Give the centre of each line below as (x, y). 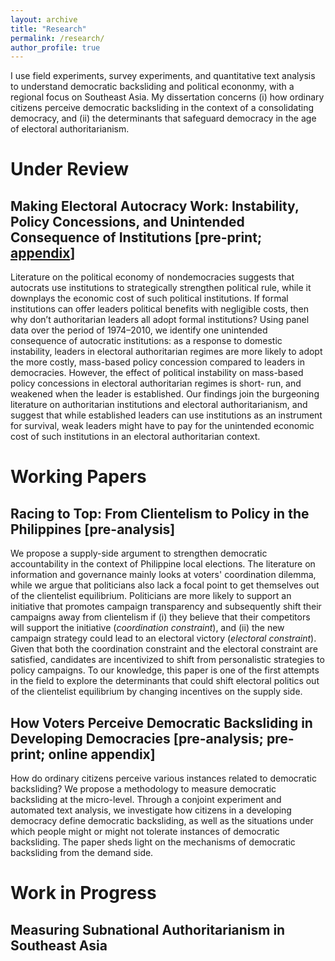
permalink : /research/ (57, 38)
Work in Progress (83, 893)
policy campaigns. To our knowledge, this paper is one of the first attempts (165, 670)
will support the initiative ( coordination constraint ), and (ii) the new (147, 628)
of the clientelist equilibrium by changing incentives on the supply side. (156, 692)
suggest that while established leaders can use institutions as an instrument (166, 415)
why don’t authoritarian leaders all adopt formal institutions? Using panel (160, 320)
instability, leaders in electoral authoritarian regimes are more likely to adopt (166, 352)
